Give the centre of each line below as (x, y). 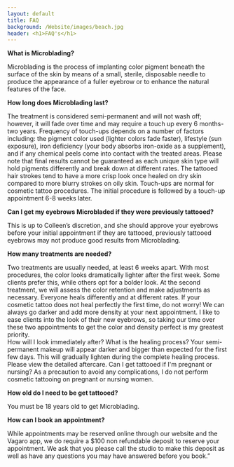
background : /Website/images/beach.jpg (66, 27)
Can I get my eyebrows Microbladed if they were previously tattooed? (111, 212)
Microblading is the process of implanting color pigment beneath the (106, 67)
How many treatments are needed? (60, 254)
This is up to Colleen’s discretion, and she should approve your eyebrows (113, 226)
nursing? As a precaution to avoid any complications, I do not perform (108, 372)
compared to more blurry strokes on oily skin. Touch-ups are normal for (111, 184)
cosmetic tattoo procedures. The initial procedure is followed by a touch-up (116, 191)
